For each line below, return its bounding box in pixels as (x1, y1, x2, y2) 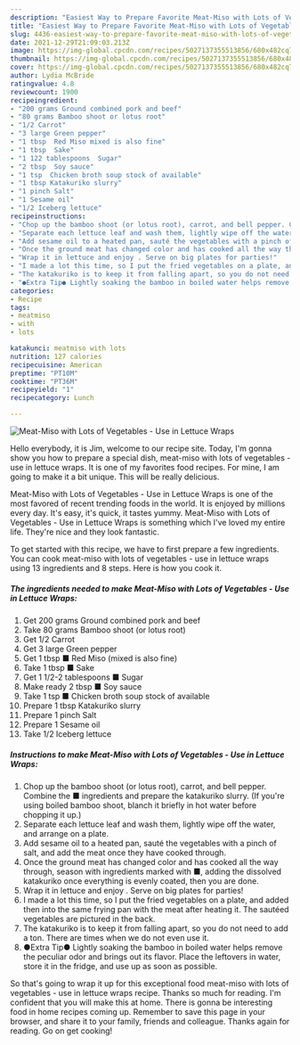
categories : (10, 286, 54, 295)
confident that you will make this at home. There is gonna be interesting (10, 997, 273, 1008)
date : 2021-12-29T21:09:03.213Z (10, 37, 130, 47)
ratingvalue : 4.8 (10, 79, 75, 88)
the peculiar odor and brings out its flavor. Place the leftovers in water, (22, 951, 281, 962)
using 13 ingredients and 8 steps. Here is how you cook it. (10, 563, 222, 573)
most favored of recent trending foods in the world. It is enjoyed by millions (10, 498, 286, 509)
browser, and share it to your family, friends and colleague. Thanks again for (10, 1016, 290, 1026)
